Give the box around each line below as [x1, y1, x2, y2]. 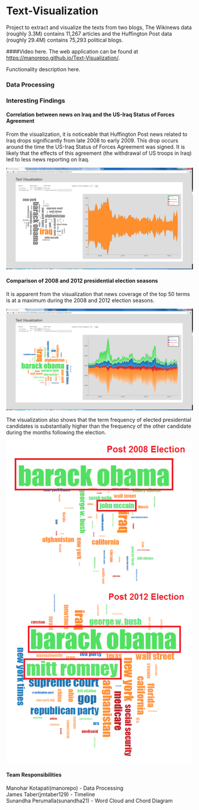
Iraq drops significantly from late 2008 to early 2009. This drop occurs [6, 136, 179, 144]
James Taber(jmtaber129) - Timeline [6, 790, 95, 798]
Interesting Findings [6, 96, 65, 104]
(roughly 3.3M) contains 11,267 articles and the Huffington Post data [6, 30, 172, 37]
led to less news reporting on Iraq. [6, 155, 90, 163]
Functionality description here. [6, 65, 81, 72]
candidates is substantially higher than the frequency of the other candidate [6, 423, 191, 430]
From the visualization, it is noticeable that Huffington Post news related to [6, 131, 188, 138]
